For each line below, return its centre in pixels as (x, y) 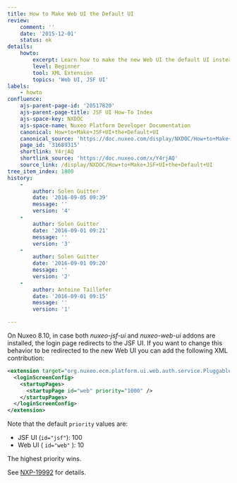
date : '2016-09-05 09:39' (71, 198)
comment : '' (37, 27)
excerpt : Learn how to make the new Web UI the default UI (121, 60)
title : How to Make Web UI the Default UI (71, 14)
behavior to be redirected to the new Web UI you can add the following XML (117, 351)
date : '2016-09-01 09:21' (71, 230)
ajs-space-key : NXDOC (51, 119)
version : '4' (52, 211)
